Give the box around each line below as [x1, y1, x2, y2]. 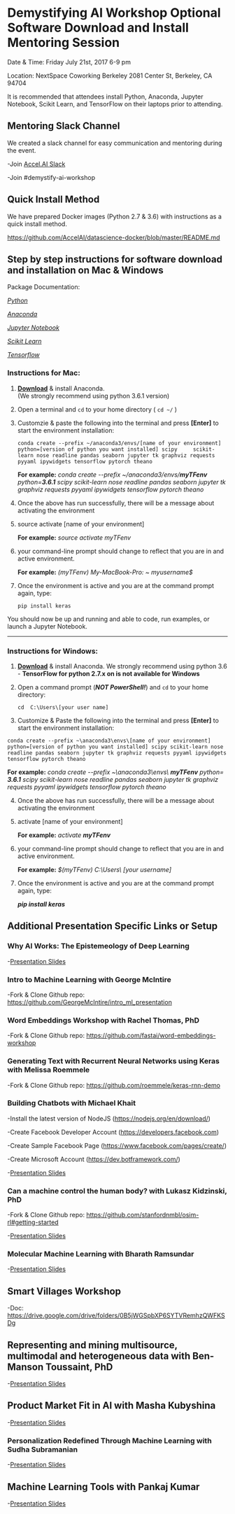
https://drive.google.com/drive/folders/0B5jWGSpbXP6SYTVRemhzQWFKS [7, 1311, 225, 1320]
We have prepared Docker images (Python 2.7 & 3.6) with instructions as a [7, 212, 222, 220]
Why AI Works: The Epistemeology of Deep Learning [7, 941, 190, 951]
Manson [7, 1361, 44, 1373]
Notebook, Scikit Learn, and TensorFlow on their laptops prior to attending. [7, 99, 223, 108]
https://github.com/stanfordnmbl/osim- [86, 1211, 199, 1219]
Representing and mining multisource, [7, 1339, 178, 1351]
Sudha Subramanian [7, 1444, 78, 1454]
